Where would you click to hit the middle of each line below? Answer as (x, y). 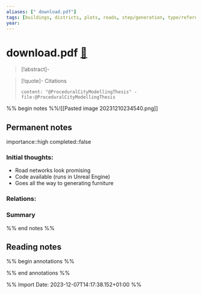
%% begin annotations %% (41, 262)
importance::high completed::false (49, 142)
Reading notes (34, 247)
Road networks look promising (53, 170)
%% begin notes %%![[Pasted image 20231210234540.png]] (82, 108)
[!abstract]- (35, 69)
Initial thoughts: (30, 158)
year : (13, 23)
